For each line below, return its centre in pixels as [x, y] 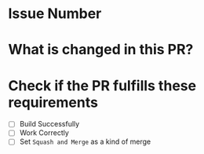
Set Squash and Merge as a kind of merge [85, 141]
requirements [53, 102]
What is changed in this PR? [101, 50]
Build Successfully [49, 124]
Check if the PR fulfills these [102, 85]
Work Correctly [44, 133]
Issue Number [55, 14]
